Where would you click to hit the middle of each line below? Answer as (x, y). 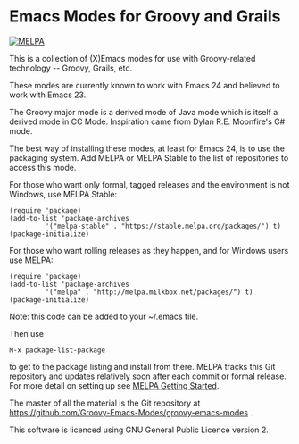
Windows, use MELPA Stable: (63, 194)
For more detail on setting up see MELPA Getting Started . (114, 385)
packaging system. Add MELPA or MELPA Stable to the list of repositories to (149, 157)
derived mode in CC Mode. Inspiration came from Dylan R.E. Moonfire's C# (147, 121)
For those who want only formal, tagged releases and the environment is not (149, 184)
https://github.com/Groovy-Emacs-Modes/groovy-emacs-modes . (131, 412)
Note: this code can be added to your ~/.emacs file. (104, 316)
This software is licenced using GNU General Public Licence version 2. (139, 430)
